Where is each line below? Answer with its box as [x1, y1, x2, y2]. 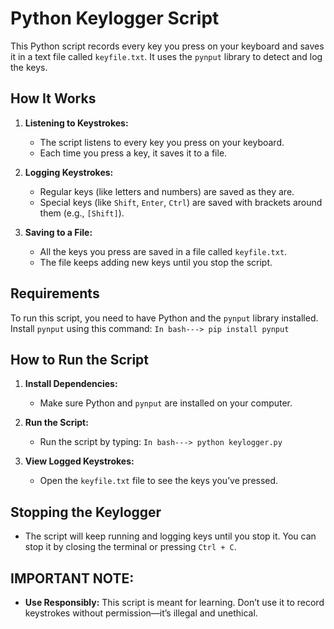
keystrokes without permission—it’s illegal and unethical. [24, 607, 258, 619]
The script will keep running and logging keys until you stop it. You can [24, 530, 317, 542]
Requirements [10, 285, 100, 302]
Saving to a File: [24, 226, 93, 238]
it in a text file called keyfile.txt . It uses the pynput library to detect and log [10, 50, 323, 62]
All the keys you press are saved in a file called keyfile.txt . [39, 245, 288, 257]
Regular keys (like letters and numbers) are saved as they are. [39, 185, 295, 197]
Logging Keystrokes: [24, 166, 114, 178]
